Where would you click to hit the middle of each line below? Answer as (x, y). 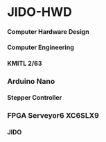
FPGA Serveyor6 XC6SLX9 (53, 116)
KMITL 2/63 (25, 63)
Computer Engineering (41, 47)
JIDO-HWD (40, 12)
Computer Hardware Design (48, 31)
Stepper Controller (35, 98)
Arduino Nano (31, 81)
